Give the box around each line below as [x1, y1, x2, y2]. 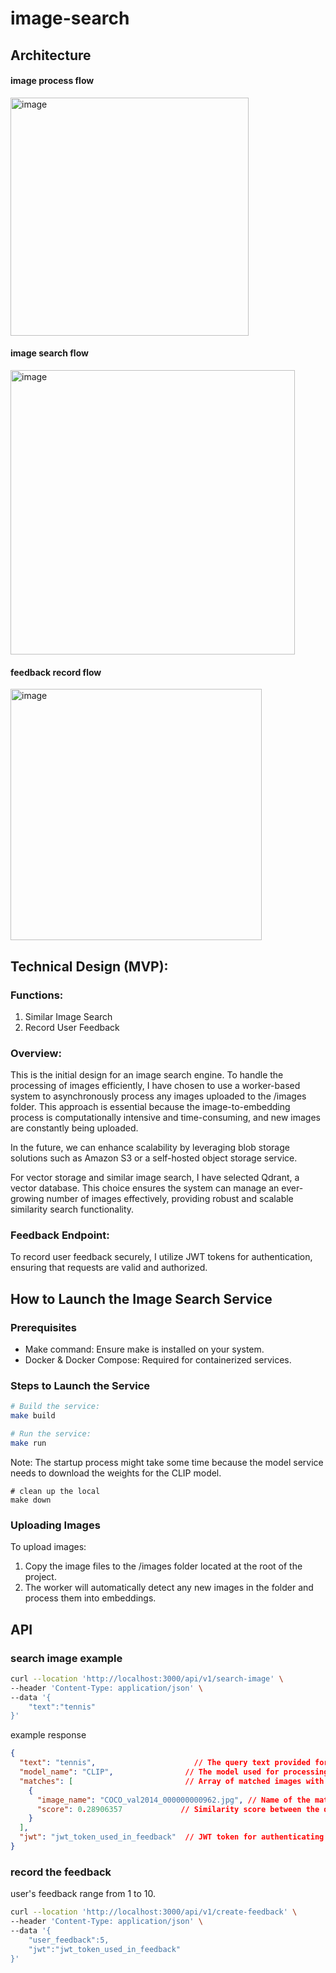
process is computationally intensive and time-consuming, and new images [10, 1112, 321, 1124]
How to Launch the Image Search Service [10, 1290, 273, 1307]
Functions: [10, 988, 64, 1002]
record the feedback [10, 1865, 112, 1879]
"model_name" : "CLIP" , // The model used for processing [19, 1767, 329, 1777]
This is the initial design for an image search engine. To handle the [10, 1069, 284, 1081]
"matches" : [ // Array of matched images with [19, 1776, 325, 1786]
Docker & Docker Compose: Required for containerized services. [24, 1354, 292, 1366]
